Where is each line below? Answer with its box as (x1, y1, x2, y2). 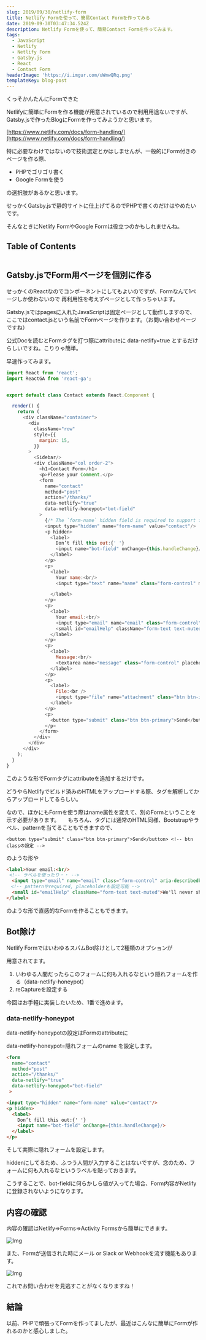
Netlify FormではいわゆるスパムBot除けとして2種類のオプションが (6, 944, 173, 952)
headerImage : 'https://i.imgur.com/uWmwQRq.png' (6, 72, 133, 78)
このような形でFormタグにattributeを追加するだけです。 (6, 774, 148, 782)
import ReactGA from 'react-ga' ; (6, 376, 92, 382)
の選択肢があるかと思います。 (6, 189, 82, 197)
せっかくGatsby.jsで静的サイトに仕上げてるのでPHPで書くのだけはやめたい (6, 202, 196, 210)
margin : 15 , (39, 437, 70, 443)
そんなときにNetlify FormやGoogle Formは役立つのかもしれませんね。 (6, 223, 183, 231)
